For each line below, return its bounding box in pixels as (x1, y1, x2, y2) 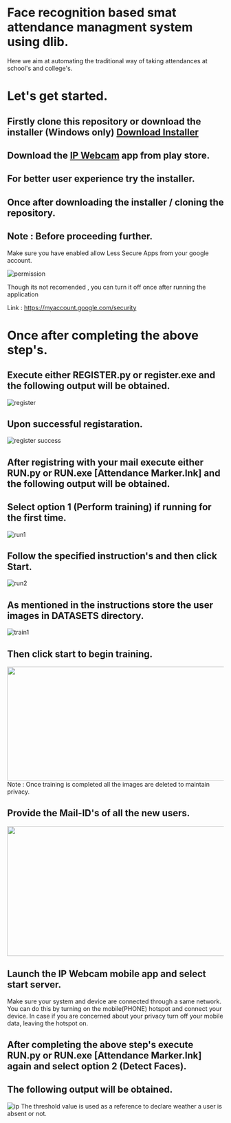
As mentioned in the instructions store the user (7, 599, 214, 611)
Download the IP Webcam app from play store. (7, 149, 210, 161)
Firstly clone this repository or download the (7, 116, 201, 127)
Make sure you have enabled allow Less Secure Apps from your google (7, 249, 210, 257)
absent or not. (7, 1109, 47, 1117)
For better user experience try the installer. (7, 173, 195, 185)
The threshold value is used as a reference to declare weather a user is (20, 1102, 222, 1110)
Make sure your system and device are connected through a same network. (7, 997, 222, 1005)
